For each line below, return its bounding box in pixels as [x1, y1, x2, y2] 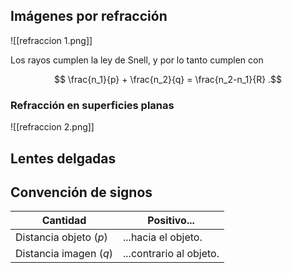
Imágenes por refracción [10, 8, 168, 25]
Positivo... [147, 214, 195, 228]
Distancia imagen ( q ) [15, 247, 113, 261]
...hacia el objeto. [123, 230, 203, 244]
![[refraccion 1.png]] [10, 34, 93, 46]
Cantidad [41, 214, 87, 228]
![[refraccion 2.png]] [10, 121, 95, 133]
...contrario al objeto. [123, 247, 220, 261]
